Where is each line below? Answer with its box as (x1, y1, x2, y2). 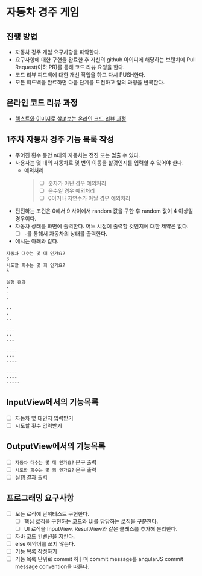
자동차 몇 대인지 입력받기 (14, 414, 74, 422)
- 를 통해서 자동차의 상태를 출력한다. (24, 230, 107, 237)
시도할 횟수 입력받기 (14, 422, 62, 429)
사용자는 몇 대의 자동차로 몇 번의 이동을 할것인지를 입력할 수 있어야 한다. (14, 159, 184, 166)
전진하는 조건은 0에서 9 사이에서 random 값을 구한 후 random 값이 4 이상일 (14, 207, 194, 214)
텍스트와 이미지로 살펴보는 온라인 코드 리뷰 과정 (14, 115, 127, 122)
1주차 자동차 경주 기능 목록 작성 (6, 134, 115, 145)
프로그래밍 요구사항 (6, 493, 74, 503)
